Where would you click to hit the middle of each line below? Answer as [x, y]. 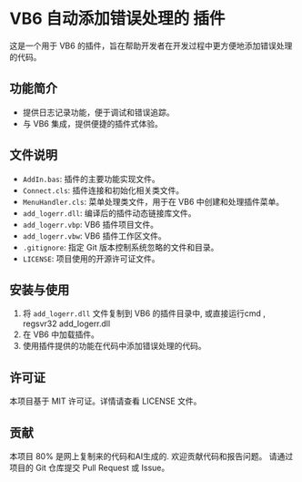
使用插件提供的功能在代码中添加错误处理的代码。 [114, 346]
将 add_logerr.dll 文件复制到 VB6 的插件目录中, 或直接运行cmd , [144, 313]
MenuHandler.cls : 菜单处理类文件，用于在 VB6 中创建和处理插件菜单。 [153, 201]
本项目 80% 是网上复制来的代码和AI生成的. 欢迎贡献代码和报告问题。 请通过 [151, 456]
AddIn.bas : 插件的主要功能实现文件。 [91, 179]
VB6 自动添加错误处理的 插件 [117, 19]
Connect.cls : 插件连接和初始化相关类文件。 [103, 190]
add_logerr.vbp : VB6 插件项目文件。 [91, 224]
